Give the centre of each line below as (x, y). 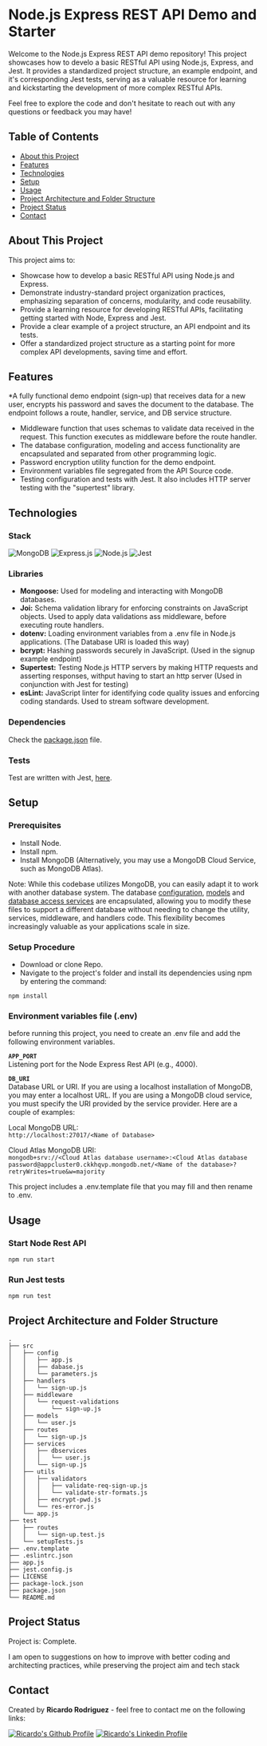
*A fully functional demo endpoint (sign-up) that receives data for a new (127, 396)
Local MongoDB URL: (43, 1128)
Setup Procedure (42, 946)
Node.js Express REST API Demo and (133, 15)
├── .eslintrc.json (41, 1556)
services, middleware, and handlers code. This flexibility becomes (117, 918)
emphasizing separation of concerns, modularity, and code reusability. (135, 300)
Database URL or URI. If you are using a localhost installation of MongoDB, (130, 1087)
